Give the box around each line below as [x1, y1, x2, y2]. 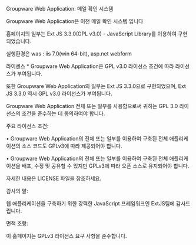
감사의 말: [6, 188, 28, 194]
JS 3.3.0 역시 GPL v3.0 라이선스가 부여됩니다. [6, 90, 113, 97]
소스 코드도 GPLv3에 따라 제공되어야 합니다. [21, 142, 122, 149]
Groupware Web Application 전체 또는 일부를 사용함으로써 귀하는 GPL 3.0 [6, 103, 178, 109]
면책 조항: [6, 220, 28, 227]
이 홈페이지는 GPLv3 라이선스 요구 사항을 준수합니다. [6, 233, 128, 239]
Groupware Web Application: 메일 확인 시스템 [6, 5, 114, 12]
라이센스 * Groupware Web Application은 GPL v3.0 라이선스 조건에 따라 [6, 63, 174, 70]
